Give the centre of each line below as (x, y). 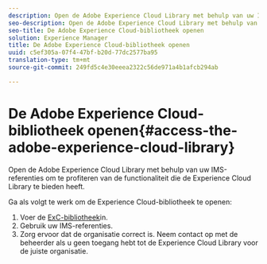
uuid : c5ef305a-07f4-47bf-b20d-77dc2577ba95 (83, 52)
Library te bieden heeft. (46, 186)
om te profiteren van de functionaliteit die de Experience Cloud (149, 178)
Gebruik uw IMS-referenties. (66, 225)
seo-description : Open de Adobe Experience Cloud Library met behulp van (133, 23)
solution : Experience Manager (58, 38)
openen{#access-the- (163, 130)
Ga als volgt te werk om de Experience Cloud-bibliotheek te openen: (120, 202)
